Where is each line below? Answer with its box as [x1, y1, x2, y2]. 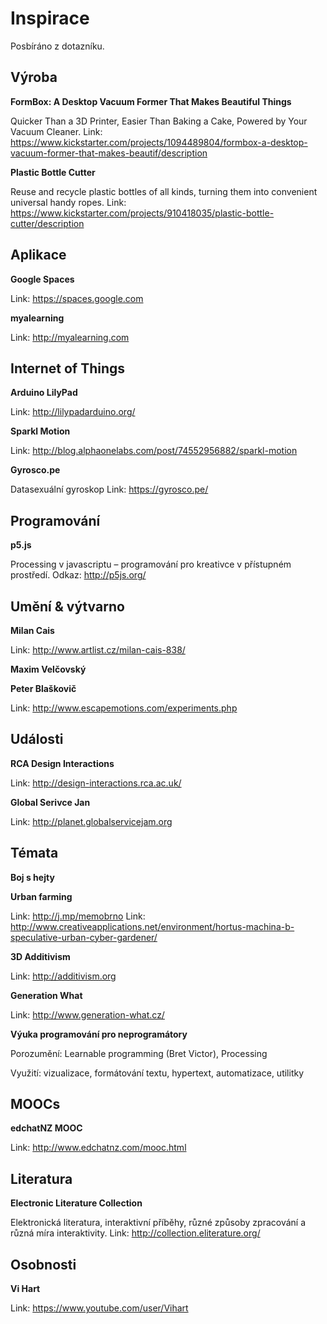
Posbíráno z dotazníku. [10, 40, 105, 52]
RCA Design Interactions [10, 757, 115, 769]
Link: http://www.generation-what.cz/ [10, 1008, 165, 1021]
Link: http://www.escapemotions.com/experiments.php [10, 702, 238, 714]
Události [10, 731, 64, 748]
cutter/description [10, 217, 85, 229]
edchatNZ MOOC [10, 1122, 83, 1134]
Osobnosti [10, 1256, 77, 1273]
